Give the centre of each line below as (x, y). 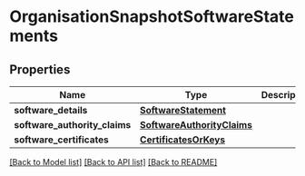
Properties (40, 69)
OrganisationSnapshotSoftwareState (152, 17)
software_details (51, 110)
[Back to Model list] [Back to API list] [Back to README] (113, 162)
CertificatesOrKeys (182, 140)
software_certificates (61, 140)
